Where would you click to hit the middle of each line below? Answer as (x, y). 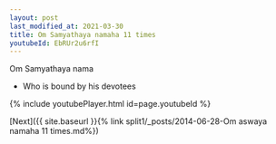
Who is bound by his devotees (79, 86)
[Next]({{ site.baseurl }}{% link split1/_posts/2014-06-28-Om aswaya (138, 121)
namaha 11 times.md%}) (54, 131)
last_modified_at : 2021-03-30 (67, 26)
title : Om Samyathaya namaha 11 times (83, 34)
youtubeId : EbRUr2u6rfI (54, 43)
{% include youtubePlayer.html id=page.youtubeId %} (110, 104)
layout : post (34, 18)
